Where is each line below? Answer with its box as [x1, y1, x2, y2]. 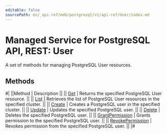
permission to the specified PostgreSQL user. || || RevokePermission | [5, 118, 152, 124]
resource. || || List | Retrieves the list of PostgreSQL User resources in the [5, 96, 160, 102]
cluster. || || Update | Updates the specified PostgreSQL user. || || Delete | [5, 107, 160, 113]
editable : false [5, 7, 40, 13]
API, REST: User [5, 45, 74, 57]
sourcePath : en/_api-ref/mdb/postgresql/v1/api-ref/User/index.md [5, 12, 150, 17]
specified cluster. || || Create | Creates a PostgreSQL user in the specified [5, 101, 160, 107]
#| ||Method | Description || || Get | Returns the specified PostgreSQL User [5, 91, 162, 97]
